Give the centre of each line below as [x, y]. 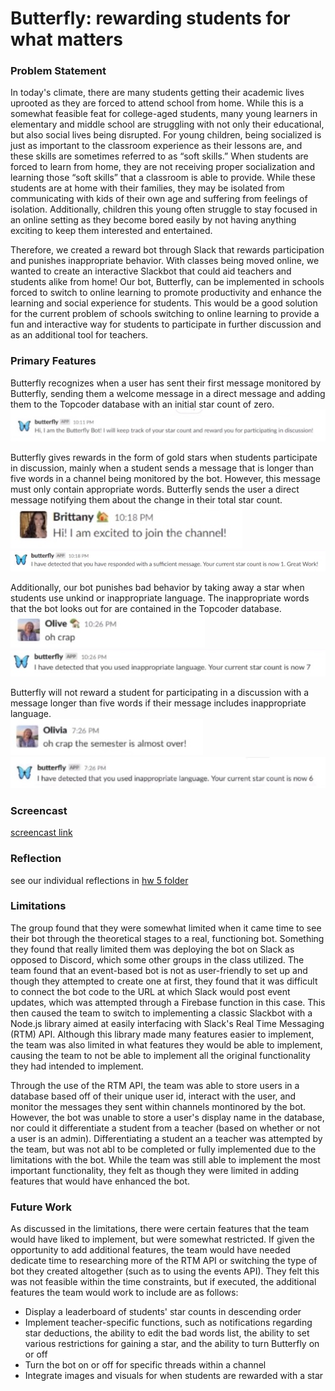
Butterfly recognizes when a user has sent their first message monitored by [166, 383]
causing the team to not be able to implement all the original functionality [160, 1055]
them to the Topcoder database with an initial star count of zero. [142, 404]
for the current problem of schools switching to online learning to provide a [165, 314]
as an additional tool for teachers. [79, 335]
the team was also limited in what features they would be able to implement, [166, 1044]
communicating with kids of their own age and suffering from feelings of [159, 199]
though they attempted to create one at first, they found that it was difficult [164, 981]
